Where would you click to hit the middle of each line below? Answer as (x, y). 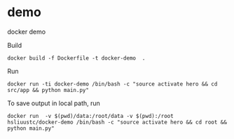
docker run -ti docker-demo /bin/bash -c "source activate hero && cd (112, 84)
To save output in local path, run (54, 103)
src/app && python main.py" (48, 90)
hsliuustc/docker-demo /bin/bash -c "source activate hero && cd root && (117, 122)
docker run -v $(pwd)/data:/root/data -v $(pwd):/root (90, 116)
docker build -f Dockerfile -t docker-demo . (76, 58)
